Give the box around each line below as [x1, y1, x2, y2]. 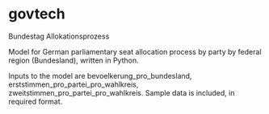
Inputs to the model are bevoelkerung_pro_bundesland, [8, 71, 192, 80]
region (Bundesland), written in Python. [8, 55, 139, 65]
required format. [8, 96, 63, 106]
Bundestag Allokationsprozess [8, 31, 110, 41]
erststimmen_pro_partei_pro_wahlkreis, [8, 79, 139, 89]
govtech [8, 5, 66, 23]
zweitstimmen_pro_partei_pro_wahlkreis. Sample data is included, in [8, 88, 235, 97]
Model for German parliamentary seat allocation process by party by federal [8, 47, 262, 56]
